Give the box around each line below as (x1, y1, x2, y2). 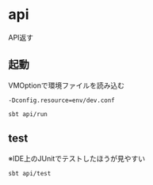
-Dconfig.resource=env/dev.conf (8, 96, 115, 104)
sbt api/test (8, 169, 52, 177)
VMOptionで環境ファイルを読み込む (8, 81, 125, 90)
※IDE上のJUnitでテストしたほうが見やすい (8, 153, 145, 163)
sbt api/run (8, 110, 48, 118)
